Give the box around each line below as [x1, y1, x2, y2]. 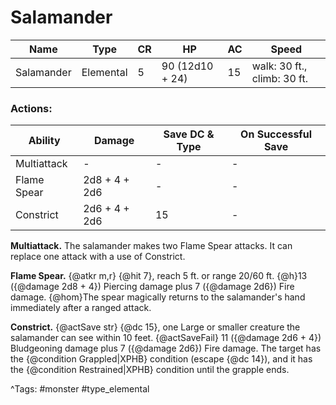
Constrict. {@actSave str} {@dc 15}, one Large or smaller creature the [10, 321, 301, 333]
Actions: [10, 101, 53, 115]
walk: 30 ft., [251, 59, 308, 73]
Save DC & [163, 127, 215, 141]
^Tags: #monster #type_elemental [10, 383, 150, 395]
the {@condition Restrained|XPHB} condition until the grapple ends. [10, 364, 290, 376]
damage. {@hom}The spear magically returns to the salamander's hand [10, 291, 306, 303]
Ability [28, 134, 61, 148]
